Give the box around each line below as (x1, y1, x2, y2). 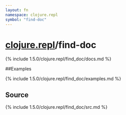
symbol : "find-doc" (5, 17, 47, 22)
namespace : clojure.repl (5, 12, 58, 17)
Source (5, 90, 29, 99)
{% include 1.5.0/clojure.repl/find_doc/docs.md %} (5, 56, 112, 62)
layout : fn (5, 7, 29, 13)
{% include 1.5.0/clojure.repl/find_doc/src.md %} (5, 104, 108, 110)
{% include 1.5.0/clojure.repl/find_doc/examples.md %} (5, 76, 121, 82)
